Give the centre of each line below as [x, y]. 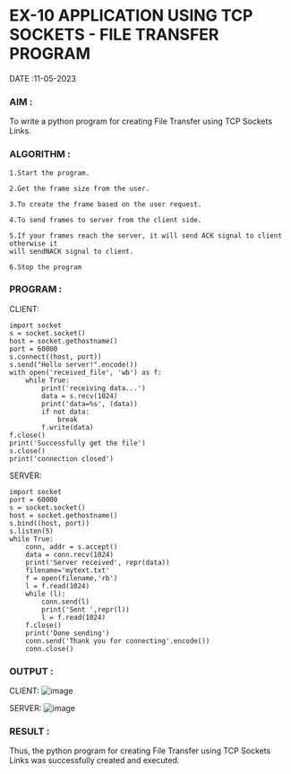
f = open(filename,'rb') [72, 578]
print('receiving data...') [94, 388]
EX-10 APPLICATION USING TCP [131, 16]
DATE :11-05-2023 [43, 78]
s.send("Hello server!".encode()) [74, 364]
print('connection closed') [62, 458]
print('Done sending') [68, 633]
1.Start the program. [50, 173]
